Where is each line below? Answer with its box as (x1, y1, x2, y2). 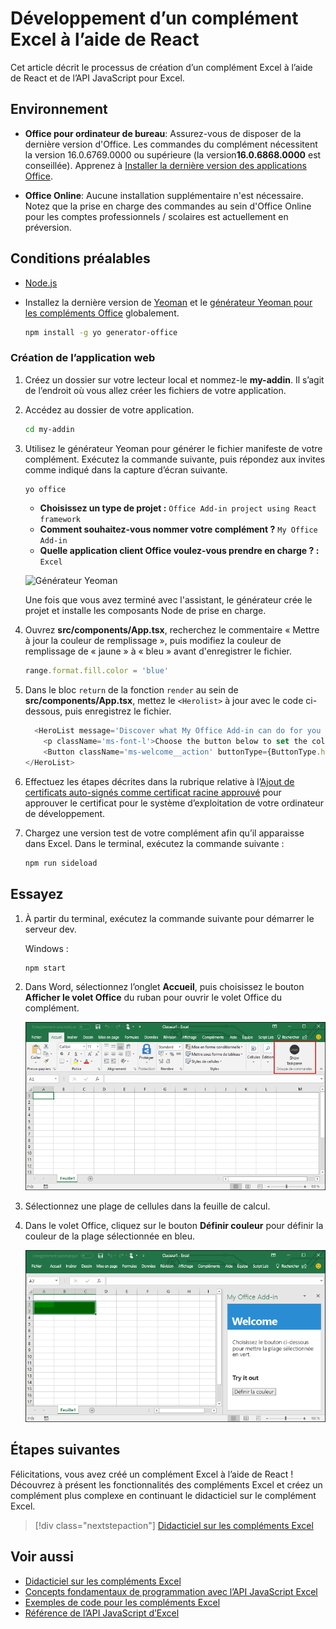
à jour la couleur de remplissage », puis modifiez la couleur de (24, 635, 282, 647)
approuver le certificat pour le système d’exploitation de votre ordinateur (24, 797, 324, 809)
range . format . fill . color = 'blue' (24, 666, 169, 676)
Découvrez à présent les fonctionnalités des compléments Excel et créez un (10, 1478, 323, 1491)
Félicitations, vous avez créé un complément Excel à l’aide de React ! (10, 1468, 294, 1480)
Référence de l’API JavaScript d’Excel (24, 1607, 180, 1619)
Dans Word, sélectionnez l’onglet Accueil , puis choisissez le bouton (24, 981, 305, 993)
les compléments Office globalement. (24, 307, 180, 319)
